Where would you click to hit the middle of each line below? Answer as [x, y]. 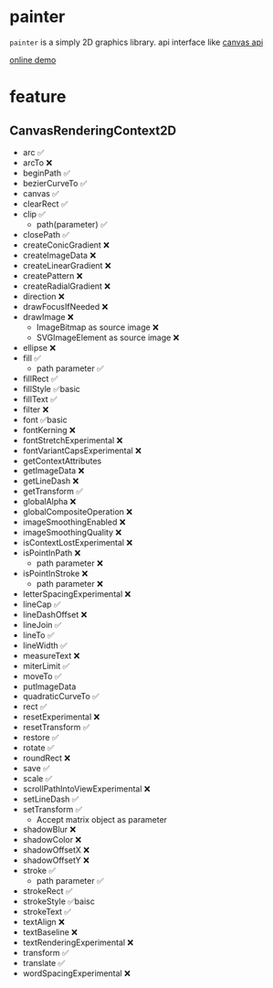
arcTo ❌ [37, 163]
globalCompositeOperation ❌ [78, 511]
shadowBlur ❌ [49, 829]
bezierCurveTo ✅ [55, 183]
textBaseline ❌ [50, 932]
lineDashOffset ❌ [55, 614]
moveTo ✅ [42, 676]
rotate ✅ [38, 748]
